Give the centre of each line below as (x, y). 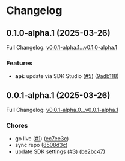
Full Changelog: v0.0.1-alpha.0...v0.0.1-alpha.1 (62, 110)
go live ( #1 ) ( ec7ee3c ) (42, 139)
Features (20, 63)
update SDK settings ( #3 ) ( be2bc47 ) (60, 151)
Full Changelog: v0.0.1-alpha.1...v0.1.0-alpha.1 (62, 47)
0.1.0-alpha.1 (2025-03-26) (58, 33)
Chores (17, 126)
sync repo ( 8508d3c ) (41, 145)
